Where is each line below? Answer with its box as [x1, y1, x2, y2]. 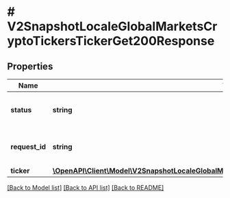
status [10, 106, 32, 114]
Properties [7, 60, 53, 72]
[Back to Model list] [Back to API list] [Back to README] [7, 184, 164, 192]
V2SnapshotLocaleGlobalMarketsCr [7, 18, 218, 34]
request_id [10, 142, 47, 151]
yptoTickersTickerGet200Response [7, 34, 215, 49]
